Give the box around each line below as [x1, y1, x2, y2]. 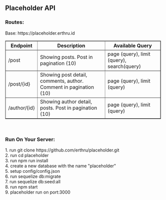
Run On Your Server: [5, 136, 55, 143]
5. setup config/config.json [5, 168, 60, 174]
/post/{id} [8, 80, 31, 87]
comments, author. [40, 77, 84, 84]
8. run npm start [5, 184, 38, 190]
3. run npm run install [5, 157, 48, 163]
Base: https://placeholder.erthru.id [5, 30, 75, 36]
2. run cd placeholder [5, 152, 49, 158]
